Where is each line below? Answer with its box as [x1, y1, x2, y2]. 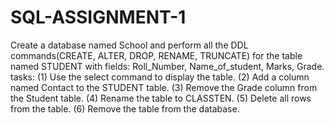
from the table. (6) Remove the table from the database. [10, 102, 240, 115]
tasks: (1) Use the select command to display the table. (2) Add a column [10, 71, 310, 83]
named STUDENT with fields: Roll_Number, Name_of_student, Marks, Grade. [10, 60, 325, 72]
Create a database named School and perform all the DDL [10, 39, 249, 51]
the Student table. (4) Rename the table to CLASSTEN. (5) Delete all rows [10, 92, 312, 104]
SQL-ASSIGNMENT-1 [10, 6, 187, 29]
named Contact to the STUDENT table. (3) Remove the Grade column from [10, 81, 318, 93]
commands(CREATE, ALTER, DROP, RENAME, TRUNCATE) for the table [10, 49, 303, 61]
